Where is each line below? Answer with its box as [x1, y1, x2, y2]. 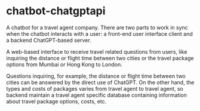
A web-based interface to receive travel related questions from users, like [6, 48, 187, 55]
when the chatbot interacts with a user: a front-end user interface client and [6, 30, 193, 37]
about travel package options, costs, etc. [6, 97, 107, 105]
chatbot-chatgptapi [6, 4, 106, 18]
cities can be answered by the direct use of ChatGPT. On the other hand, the [6, 79, 195, 86]
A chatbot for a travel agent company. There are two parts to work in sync [6, 24, 188, 31]
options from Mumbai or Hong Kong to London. [6, 61, 122, 68]
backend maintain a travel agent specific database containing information [6, 91, 187, 98]
